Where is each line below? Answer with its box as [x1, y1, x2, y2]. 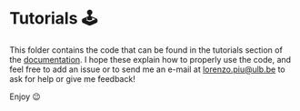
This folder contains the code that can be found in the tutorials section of [9, 44, 284, 55]
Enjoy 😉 [9, 91, 41, 102]
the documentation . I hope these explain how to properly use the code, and [9, 54, 292, 65]
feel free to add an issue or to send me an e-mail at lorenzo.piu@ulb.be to [9, 64, 285, 75]
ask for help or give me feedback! [9, 73, 136, 84]
